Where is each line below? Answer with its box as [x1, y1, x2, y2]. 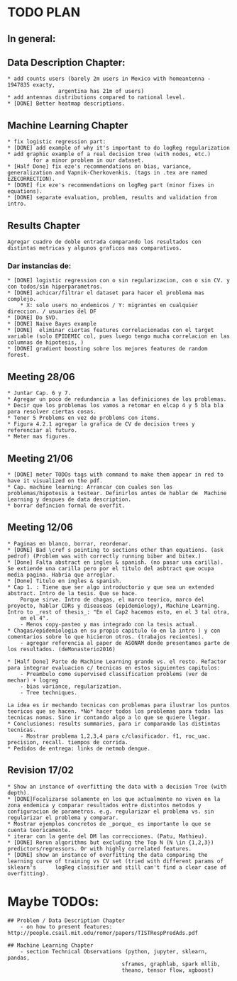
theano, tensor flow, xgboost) [121, 966, 214, 974]
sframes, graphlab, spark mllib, [121, 960, 221, 968]
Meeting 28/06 [7, 370, 76, 383]
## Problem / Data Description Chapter [7, 916, 126, 924]
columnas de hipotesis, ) [7, 339, 84, 346]
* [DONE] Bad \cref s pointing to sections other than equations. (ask [7, 546, 224, 553]
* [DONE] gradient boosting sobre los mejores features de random [7, 345, 208, 353]
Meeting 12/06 [7, 521, 73, 533]
